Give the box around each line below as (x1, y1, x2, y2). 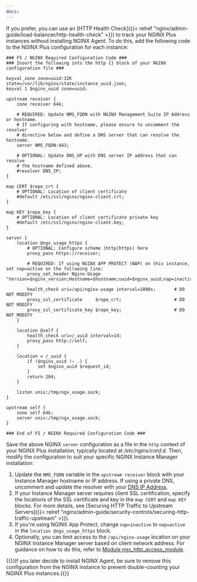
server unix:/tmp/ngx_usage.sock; (16, 415, 101, 421)
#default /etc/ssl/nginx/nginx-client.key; (16, 219, 125, 225)
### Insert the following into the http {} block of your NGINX (6, 60, 167, 66)
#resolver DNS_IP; (16, 168, 62, 174)
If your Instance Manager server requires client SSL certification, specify (14, 489, 191, 497)
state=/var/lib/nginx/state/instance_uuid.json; (6, 81, 127, 86)
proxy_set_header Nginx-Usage (27, 271, 101, 277)
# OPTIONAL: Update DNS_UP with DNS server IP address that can (16, 152, 177, 159)
